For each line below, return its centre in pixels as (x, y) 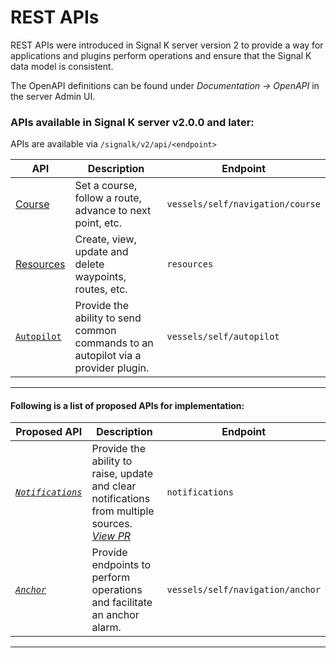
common (95, 331)
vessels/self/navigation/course (243, 204)
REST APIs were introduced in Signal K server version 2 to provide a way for (167, 45)
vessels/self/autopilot (223, 337)
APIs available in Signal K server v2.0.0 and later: (132, 122)
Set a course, (106, 186)
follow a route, (108, 198)
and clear (114, 486)
